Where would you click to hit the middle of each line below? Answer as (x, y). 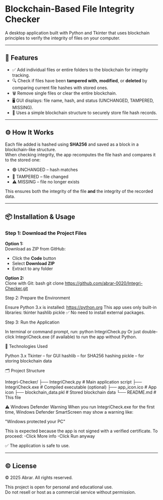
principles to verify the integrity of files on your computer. (63, 38)
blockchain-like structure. (31, 149)
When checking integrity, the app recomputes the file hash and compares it (81, 154)
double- (150, 332)
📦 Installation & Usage (40, 217)
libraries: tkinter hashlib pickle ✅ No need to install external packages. (75, 312)
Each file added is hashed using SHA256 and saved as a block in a (72, 144)
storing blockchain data (29, 361)
